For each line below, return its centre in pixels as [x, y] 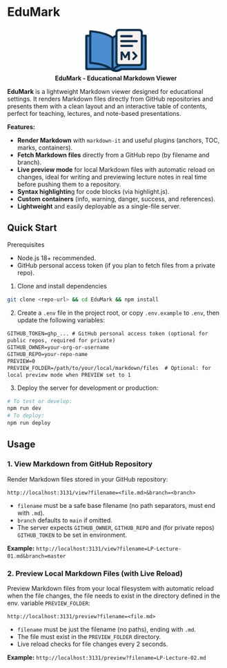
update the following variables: [61, 320]
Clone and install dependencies [62, 286]
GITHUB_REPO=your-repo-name [48, 354]
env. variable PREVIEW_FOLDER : [49, 603]
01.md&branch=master [37, 556]
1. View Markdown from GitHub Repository [80, 464]
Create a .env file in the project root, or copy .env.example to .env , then [118, 313]
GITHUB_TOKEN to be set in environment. [72, 535]
